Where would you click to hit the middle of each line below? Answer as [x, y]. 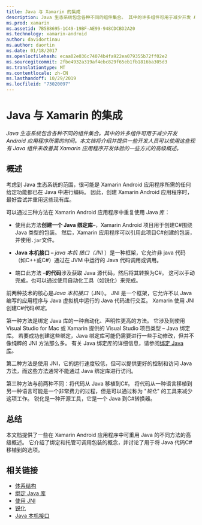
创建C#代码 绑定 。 [28, 308]
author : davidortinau [33, 40]
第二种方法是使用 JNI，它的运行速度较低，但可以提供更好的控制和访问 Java [99, 363]
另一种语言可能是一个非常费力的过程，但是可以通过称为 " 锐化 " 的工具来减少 [100, 391]
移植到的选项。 [25, 450]
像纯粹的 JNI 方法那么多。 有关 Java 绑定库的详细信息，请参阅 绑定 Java [95, 343]
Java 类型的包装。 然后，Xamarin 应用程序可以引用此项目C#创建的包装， [105, 232]
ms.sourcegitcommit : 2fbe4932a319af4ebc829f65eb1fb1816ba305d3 [87, 62]
